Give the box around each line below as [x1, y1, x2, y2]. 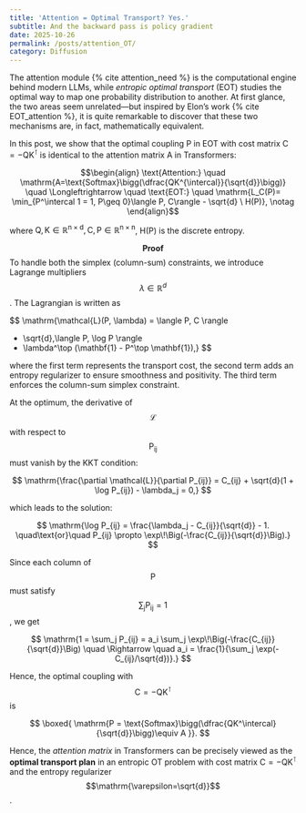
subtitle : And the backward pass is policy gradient [9, 22, 214, 31]
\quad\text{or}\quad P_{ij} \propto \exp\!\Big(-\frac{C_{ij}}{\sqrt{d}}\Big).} [15, 529, 291, 540]
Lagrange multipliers [9, 267, 87, 278]
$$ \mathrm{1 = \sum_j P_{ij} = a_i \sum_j [30, 634, 187, 645]
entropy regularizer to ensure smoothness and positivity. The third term [9, 370, 278, 381]
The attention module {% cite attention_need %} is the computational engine [9, 72, 297, 83]
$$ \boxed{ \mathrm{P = [29, 718, 122, 729]
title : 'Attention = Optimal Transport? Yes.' [9, 13, 189, 23]
